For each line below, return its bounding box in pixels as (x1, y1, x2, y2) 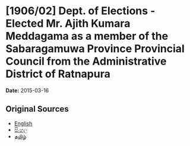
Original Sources (5, 104, 69, 114)
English (14, 120, 33, 127)
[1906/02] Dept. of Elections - (5, 4, 156, 18)
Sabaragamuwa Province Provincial (5, 42, 185, 56)
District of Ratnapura (5, 67, 110, 81)
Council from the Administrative (5, 55, 167, 68)
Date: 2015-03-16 (5, 87, 49, 94)
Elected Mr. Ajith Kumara (5, 17, 131, 30)
